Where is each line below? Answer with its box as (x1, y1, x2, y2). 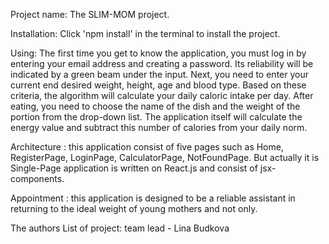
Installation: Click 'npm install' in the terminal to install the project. (10, 28, 281, 39)
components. (10, 173, 65, 184)
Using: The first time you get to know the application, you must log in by (10, 47, 307, 59)
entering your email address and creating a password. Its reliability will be (10, 58, 314, 69)
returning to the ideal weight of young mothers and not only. (10, 203, 258, 214)
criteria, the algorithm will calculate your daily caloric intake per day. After (10, 90, 314, 101)
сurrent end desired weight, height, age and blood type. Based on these (10, 79, 307, 91)
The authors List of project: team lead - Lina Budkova (10, 222, 230, 234)
